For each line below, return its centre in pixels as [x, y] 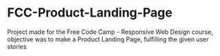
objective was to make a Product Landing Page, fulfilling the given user [108, 39]
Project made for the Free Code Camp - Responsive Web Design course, [110, 32]
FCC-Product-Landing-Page [90, 13]
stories [17, 46]
